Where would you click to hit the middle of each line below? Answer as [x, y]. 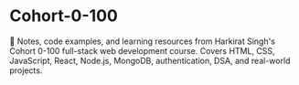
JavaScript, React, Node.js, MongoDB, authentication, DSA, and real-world [150, 60]
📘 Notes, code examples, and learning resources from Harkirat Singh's [143, 41]
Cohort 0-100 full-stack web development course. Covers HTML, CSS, [143, 50]
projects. [26, 70]
